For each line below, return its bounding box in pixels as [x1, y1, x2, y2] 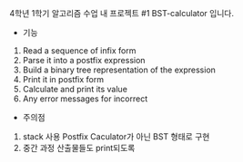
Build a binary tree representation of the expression [22, 64, 217, 75]
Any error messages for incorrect [22, 93, 148, 104]
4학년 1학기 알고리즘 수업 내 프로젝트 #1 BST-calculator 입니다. [9, 8, 235, 18]
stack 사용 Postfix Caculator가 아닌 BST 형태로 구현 [22, 131, 210, 142]
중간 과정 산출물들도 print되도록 [22, 143, 136, 153]
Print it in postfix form [22, 74, 105, 84]
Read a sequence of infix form [22, 45, 137, 56]
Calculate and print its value [22, 84, 127, 94]
